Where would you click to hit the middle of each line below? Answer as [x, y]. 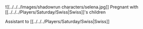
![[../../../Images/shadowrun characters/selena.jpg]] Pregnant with [72, 7]
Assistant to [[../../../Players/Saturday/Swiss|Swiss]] [57, 22]
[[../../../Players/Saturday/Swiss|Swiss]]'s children [55, 12]
